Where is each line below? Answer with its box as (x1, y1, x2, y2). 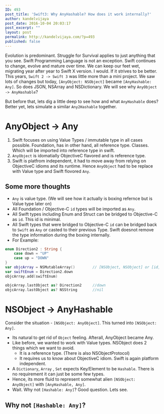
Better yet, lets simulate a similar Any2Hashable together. (5, 103, 117, 109)
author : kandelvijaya (5, 16, 49, 21)
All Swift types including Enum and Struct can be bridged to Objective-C (12, 211, 158, 217)
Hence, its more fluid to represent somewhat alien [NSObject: (12, 376, 136, 382)
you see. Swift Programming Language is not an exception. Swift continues (5, 57, 156, 64)
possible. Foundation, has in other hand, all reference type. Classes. (12, 142, 149, 148)
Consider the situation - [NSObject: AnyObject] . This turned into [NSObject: (5, 320, 157, 326)
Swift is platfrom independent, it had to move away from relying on (12, 158, 146, 164)
